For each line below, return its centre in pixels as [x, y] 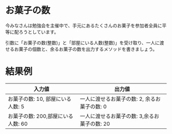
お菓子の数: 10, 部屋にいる [40, 99]
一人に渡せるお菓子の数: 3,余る [117, 116]
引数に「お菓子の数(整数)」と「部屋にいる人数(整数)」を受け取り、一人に [82, 43]
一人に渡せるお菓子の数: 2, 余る [118, 99]
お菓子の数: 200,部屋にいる [41, 116]
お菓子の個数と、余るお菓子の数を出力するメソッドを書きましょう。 [86, 49]
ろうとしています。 [39, 32]
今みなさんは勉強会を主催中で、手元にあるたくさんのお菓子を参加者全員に [84, 25]
